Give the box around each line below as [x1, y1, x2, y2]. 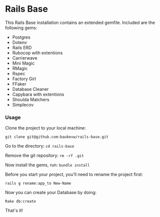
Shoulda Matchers [12, 96, 50, 102]
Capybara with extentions [12, 91, 65, 97]
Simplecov [12, 102, 34, 108]
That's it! [5, 208, 23, 214]
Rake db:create [5, 199, 36, 204]
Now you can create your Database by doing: [5, 190, 97, 195]
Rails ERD [12, 44, 32, 50]
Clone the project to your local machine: [5, 125, 86, 131]
